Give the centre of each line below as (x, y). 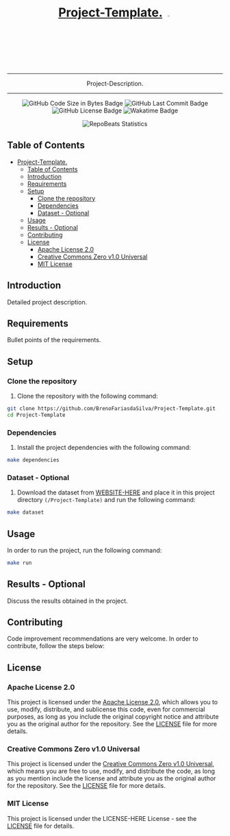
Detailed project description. (47, 302)
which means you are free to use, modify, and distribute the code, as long (111, 771)
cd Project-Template (37, 415)
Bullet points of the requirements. (54, 340)
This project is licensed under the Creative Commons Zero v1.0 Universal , (111, 764)
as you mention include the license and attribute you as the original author (112, 778)
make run (20, 563)
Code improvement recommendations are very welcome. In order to (103, 638)
